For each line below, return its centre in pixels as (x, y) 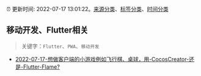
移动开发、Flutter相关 (47, 30)
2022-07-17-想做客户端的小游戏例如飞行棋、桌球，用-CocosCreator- (102, 59)
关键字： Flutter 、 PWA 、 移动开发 (60, 46)
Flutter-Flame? (42, 67)
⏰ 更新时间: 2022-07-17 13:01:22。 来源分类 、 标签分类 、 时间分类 (88, 9)
